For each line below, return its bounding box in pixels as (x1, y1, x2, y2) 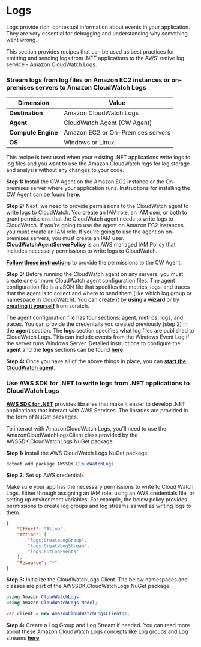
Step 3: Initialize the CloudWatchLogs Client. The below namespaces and (6, 576, 188, 583)
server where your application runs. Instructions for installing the (30, 185, 190, 192)
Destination (9, 109, 43, 117)
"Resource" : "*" (17, 560, 58, 566)
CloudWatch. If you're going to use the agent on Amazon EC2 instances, (6, 222, 185, 229)
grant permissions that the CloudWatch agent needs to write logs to (6, 215, 174, 222)
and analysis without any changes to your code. (6, 167, 125, 174)
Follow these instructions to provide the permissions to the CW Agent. (6, 259, 182, 266)
